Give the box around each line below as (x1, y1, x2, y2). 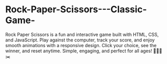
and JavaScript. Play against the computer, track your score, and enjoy (5, 37, 155, 43)
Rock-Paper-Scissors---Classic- (5, 4, 147, 15)
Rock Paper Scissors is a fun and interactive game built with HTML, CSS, (5, 31, 159, 37)
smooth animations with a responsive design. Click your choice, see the (5, 42, 157, 48)
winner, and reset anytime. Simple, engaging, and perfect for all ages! (5, 48, 152, 54)
